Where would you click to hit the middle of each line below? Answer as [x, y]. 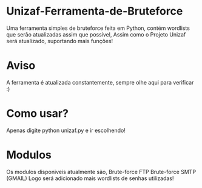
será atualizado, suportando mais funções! [60, 41]
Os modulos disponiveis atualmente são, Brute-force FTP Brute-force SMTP [101, 172]
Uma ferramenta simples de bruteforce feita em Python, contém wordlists [98, 28]
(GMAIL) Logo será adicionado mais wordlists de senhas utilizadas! [90, 178]
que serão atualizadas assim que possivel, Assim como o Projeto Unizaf [96, 34]
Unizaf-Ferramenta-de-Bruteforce [95, 11]
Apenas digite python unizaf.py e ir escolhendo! [66, 130]
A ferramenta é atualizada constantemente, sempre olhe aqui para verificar [100, 82]
